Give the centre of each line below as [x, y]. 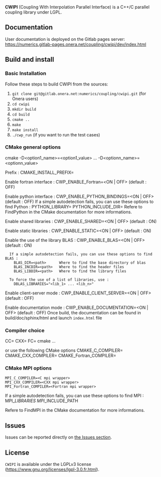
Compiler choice [25, 330]
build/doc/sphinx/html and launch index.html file [54, 318]
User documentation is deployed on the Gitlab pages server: [65, 39]
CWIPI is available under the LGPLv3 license [48, 464]
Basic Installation [26, 73]
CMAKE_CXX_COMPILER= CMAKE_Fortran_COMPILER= [61, 356]
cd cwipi [21, 104]
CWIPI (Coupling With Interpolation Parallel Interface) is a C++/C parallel [77, 7]
